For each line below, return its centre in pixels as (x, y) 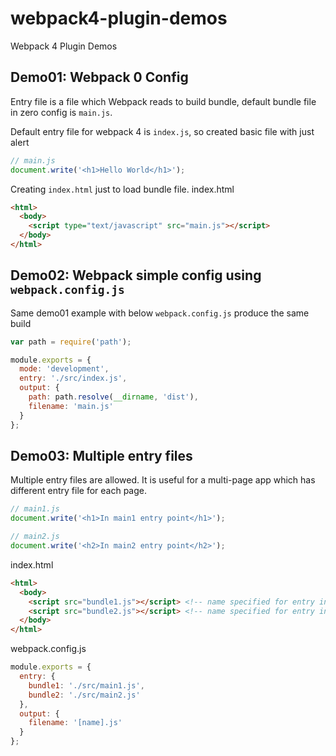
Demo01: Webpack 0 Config (99, 77)
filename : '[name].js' (75, 723)
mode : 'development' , (64, 369)
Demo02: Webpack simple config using (136, 275)
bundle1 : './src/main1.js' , (86, 685)
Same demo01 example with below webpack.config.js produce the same (160, 313)
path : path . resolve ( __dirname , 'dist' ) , (113, 397)
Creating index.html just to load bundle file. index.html (122, 189)
